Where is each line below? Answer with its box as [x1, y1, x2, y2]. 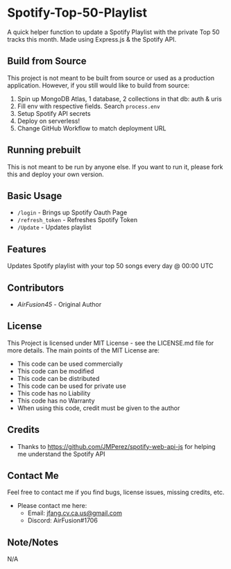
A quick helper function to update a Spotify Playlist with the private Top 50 [7, 28, 220, 36]
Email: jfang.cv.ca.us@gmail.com [27, 509, 123, 518]
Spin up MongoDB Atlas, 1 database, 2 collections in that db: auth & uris [17, 94, 222, 103]
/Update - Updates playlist [17, 223, 92, 232]
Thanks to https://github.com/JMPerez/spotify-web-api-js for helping [17, 442, 216, 450]
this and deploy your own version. [7, 170, 104, 178]
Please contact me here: [17, 502, 87, 510]
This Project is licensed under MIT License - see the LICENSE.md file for [7, 339, 214, 347]
